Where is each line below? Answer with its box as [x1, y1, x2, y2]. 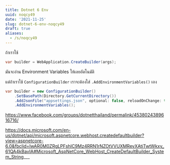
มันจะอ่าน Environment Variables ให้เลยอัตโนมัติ [5, 69, 95, 75]
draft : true [5, 26, 30, 31]
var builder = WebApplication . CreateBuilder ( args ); [5, 59, 116, 65]
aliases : [5, 31, 24, 36]
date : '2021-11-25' [5, 17, 47, 22]
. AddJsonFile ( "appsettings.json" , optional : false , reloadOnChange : [14, 98, 162, 103]
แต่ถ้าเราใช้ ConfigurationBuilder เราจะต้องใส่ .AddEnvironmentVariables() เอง [5, 79, 157, 85]
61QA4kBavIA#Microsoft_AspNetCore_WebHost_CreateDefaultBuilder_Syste [5, 148, 164, 154]
